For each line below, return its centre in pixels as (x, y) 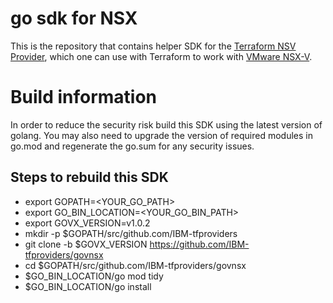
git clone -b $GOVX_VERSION (86, 244)
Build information (84, 97)
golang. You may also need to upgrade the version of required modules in (162, 135)
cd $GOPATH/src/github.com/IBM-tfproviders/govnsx (135, 265)
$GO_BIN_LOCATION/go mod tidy (94, 276)
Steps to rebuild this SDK (89, 177)
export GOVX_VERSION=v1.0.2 (87, 223)
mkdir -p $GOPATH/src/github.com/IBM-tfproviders (131, 233)
